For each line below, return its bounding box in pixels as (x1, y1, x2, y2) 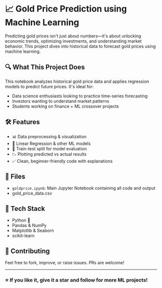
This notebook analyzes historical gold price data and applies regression (5, 78, 149, 84)
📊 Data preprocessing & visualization (12, 133, 87, 139)
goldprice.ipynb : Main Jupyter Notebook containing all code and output (12, 185, 156, 191)
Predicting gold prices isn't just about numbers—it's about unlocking (5, 33, 141, 39)
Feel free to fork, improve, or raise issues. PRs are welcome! (5, 260, 124, 265)
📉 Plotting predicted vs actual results (12, 151, 87, 157)
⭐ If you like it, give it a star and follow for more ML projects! (5, 276, 148, 283)
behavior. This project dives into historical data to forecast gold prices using (5, 43, 156, 49)
